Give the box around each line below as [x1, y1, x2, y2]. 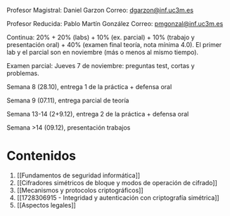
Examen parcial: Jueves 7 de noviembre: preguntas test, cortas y [6, 62, 195, 69]
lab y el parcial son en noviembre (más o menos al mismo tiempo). [6, 48, 198, 56]
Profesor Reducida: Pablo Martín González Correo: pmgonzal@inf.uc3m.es [6, 20, 224, 27]
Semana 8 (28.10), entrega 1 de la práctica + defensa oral [6, 83, 172, 90]
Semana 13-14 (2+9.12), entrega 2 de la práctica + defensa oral [6, 110, 189, 118]
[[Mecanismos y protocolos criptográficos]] [16, 186, 143, 194]
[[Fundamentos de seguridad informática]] [16, 171, 141, 180]
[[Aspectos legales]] [16, 201, 77, 209]
